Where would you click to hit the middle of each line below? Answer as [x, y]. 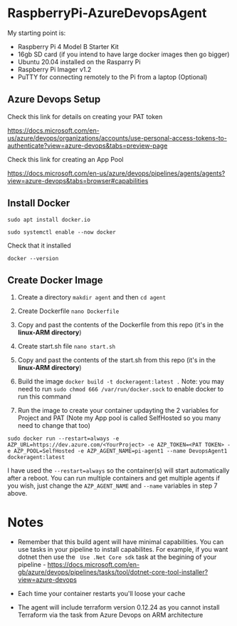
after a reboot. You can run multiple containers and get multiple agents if [114, 478]
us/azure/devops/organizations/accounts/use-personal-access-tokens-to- [117, 138]
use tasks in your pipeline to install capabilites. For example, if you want [123, 550]
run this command [44, 396]
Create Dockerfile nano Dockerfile [68, 311]
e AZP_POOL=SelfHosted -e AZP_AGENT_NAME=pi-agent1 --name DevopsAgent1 [117, 451]
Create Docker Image [55, 280]
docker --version [33, 258]
